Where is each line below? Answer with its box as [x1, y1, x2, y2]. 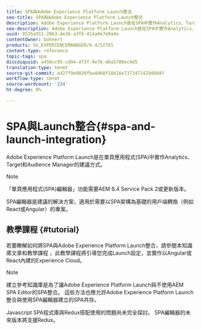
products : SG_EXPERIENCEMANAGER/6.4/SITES [6, 43, 114, 49]
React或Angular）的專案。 [6, 205, 71, 213]
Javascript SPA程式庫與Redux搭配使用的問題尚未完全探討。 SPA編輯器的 [6, 309, 186, 316]
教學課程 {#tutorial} [6, 225, 80, 235]
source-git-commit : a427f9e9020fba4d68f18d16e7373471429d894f [6, 70, 165, 76]
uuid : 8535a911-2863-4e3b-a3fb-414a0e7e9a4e [6, 31, 119, 37]
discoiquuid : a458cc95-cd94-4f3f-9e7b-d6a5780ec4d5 [6, 59, 138, 65]
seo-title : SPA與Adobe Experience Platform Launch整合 [6, 14, 143, 20]
